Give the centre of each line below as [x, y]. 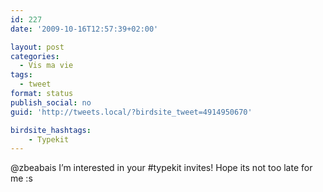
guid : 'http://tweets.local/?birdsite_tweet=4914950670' [131, 112]
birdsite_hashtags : [51, 130]
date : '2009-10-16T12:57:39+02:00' [84, 29]
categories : [35, 56]
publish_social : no [51, 102]
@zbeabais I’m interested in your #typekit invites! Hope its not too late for [161, 168]
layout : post [37, 47]
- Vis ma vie [46, 66]
